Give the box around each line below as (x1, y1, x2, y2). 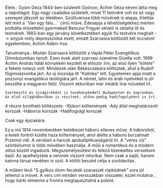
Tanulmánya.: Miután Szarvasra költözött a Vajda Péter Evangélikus (5, 50, 140, 56)
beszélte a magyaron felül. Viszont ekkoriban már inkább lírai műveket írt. (5, 81, 152, 87)
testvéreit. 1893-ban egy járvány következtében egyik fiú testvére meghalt (5, 31, 154, 36)
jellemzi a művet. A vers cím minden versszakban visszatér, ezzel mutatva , (5, 172, 156, 178)
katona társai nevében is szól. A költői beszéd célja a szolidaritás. (5, 158, 136, 163)
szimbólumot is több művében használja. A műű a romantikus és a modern (5, 142, 154, 148)
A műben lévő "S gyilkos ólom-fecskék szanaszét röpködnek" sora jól (5, 167, 145, 173)
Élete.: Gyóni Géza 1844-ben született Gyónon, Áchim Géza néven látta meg (5, 5, 158, 10)
